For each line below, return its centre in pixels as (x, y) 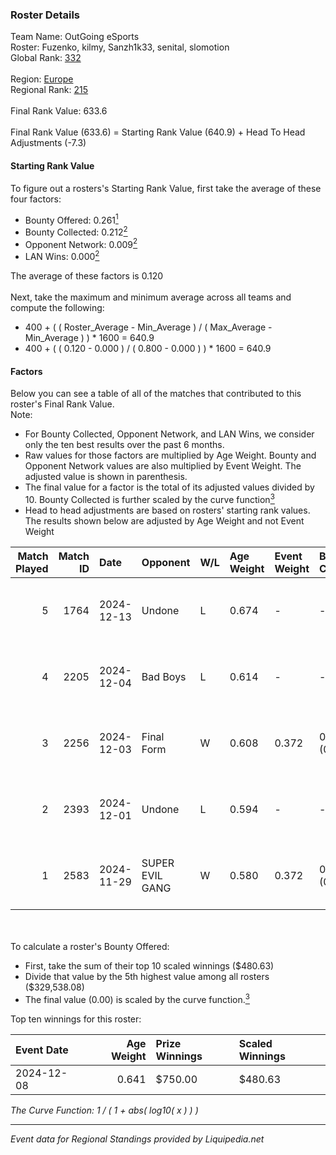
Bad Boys (164, 676)
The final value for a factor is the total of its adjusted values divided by (169, 487)
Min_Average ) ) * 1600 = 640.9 (89, 338)
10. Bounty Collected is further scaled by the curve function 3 (149, 498)
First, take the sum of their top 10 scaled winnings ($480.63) (149, 965)
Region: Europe (42, 79)
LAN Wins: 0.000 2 (62, 256)
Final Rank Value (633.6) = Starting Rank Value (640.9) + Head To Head (158, 132)
